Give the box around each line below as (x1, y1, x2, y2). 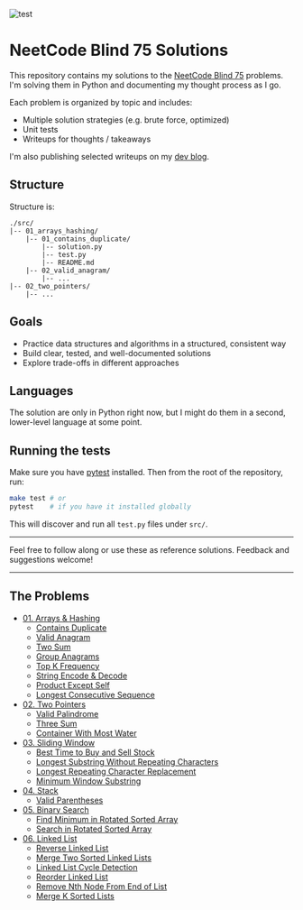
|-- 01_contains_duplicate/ (25, 234, 131, 244)
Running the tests (9, 443, 111, 458)
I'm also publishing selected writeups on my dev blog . (9, 151, 210, 161)
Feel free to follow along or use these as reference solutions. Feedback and (9, 544, 290, 555)
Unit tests (22, 124, 59, 134)
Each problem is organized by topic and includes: (9, 97, 193, 107)
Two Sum (35, 641, 71, 652)
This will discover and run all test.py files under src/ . (9, 519, 208, 529)
